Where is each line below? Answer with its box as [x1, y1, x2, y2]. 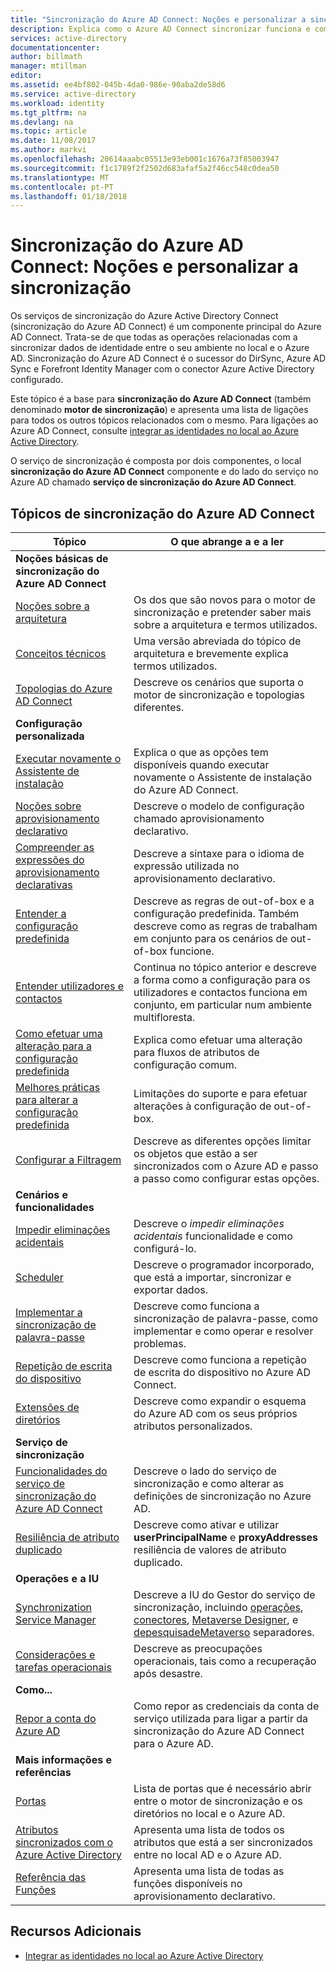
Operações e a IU [15, 1572, 100, 1585]
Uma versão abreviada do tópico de [133, 634, 302, 648]
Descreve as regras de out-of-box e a [133, 894, 315, 908]
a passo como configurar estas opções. [133, 1172, 320, 1185]
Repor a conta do [15, 1712, 97, 1725]
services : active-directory [10, 33, 128, 43]
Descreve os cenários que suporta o [133, 676, 304, 689]
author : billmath [10, 52, 83, 62]
